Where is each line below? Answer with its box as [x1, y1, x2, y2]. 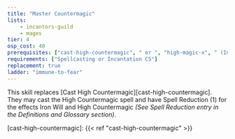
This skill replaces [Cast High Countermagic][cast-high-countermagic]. [7, 88, 212, 96]
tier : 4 [7, 36, 30, 43]
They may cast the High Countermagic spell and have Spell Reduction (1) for [7, 95, 227, 103]
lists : [7, 17, 27, 24]
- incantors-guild [20, 23, 73, 30]
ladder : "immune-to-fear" [7, 68, 83, 75]
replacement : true [7, 62, 61, 69]
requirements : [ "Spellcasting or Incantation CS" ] [7, 56, 158, 63]
